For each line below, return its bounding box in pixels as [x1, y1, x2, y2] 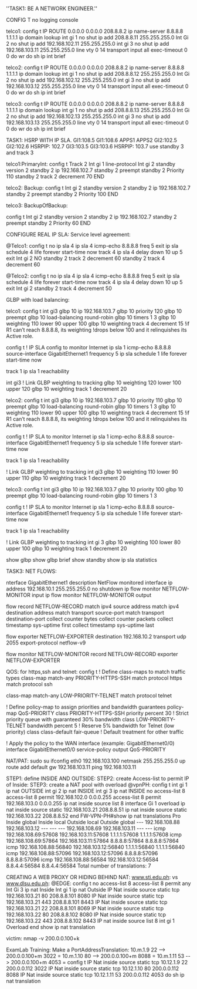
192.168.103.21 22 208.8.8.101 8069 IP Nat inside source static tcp [6, 905, 164, 912]
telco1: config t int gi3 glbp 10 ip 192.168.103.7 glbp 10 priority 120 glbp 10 [6, 308, 182, 315]
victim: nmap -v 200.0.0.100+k [6, 935, 80, 941]
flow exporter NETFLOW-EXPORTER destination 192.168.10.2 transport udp [6, 633, 186, 640]
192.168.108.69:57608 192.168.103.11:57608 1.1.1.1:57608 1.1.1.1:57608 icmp [6, 831, 182, 838]
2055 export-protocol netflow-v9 [6, 639, 86, 646]
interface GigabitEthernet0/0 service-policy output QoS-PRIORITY [6, 746, 166, 753]
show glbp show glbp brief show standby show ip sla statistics [6, 556, 157, 563]
